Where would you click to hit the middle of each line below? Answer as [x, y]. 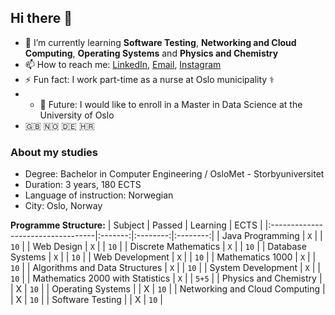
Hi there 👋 [41, 18]
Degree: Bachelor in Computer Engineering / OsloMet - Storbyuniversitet [174, 174]
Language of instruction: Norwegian [99, 195]
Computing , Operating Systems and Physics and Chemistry [151, 53]
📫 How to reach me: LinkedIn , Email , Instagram [123, 64]
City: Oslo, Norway [63, 206]
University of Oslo [77, 115]
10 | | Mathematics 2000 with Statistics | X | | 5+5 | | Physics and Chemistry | [166, 278]
